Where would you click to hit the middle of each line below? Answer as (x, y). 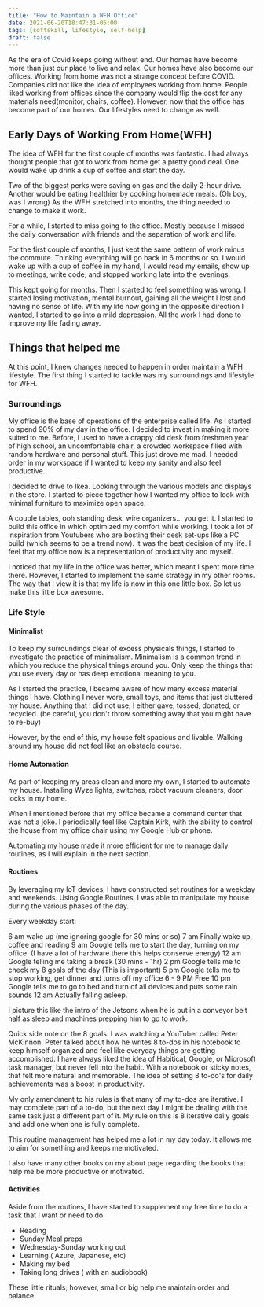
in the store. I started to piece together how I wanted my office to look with (129, 495)
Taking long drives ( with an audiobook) (83, 1272)
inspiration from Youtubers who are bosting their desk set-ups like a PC (124, 535)
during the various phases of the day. (69, 906)
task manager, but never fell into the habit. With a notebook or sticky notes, (130, 1067)
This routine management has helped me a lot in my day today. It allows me (130, 1139)
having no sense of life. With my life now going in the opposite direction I (126, 307)
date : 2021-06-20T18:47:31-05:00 (63, 23)
